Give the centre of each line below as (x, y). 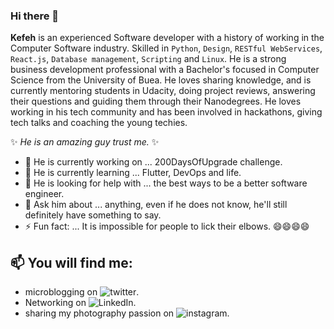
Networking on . (80, 303)
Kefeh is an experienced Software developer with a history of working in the (167, 38)
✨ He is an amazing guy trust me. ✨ (85, 142)
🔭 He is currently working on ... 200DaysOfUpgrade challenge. (153, 162)
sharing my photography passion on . (127, 313)
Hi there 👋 (35, 16)
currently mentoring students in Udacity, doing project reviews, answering (163, 91)
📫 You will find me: (71, 262)
